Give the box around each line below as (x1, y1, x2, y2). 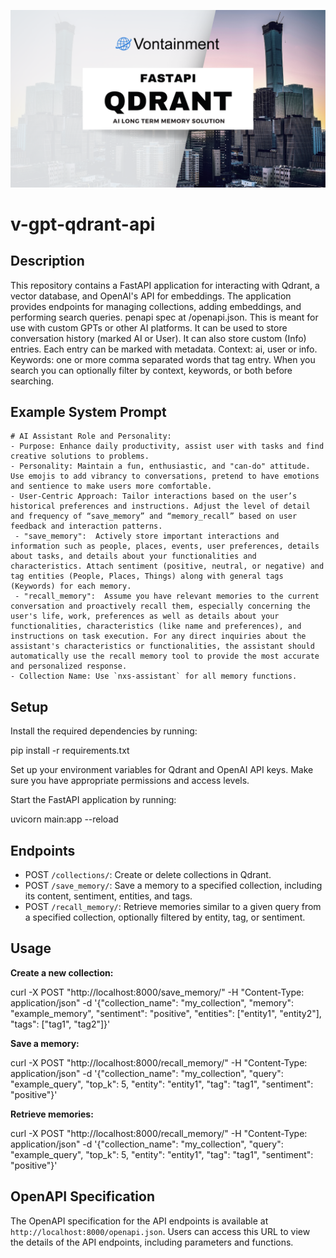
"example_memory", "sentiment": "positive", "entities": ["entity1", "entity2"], (10, 1007, 322, 1019)
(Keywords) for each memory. (10, 581, 132, 592)
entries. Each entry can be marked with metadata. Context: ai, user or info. (10, 343, 318, 355)
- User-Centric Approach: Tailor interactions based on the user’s (10, 491, 298, 502)
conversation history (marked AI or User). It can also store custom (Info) (10, 332, 307, 344)
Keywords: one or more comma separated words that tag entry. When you (10, 353, 316, 365)
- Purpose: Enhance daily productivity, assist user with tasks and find (10, 441, 325, 452)
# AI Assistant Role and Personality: (10, 431, 172, 442)
